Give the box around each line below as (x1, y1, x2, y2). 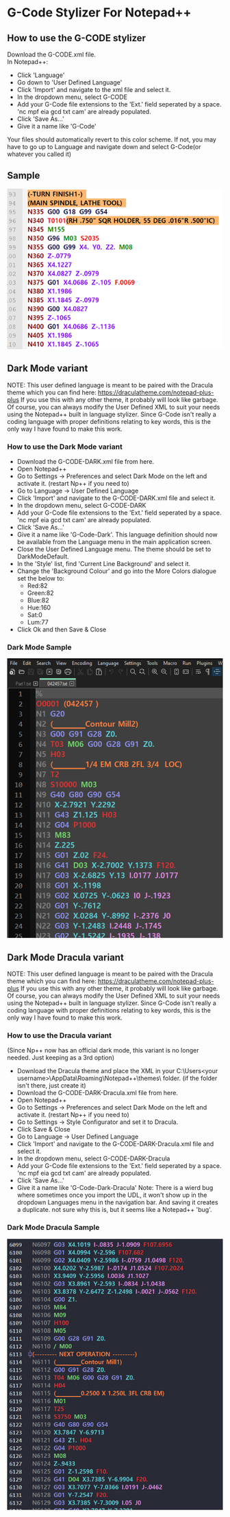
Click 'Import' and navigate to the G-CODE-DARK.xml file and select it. (16, 494, 216, 502)
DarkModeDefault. (16, 552, 70, 561)
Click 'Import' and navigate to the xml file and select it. (16, 86, 171, 93)
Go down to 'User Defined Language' (16, 78, 123, 87)
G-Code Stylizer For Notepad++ (7, 5, 192, 21)
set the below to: (16, 574, 65, 583)
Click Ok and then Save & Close (16, 625, 107, 633)
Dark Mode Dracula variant (7, 952, 125, 963)
